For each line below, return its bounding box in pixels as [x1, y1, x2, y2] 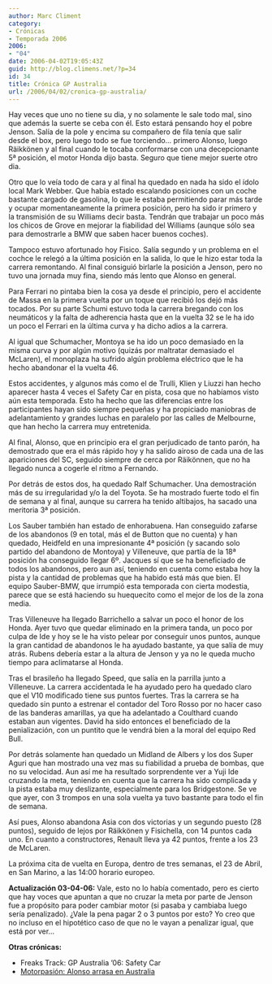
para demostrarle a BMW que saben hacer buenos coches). [8, 229, 209, 239]
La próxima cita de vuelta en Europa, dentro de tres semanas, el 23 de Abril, [8, 859, 263, 869]
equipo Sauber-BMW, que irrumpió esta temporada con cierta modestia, [8, 581, 250, 591]
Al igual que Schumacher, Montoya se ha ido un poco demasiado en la [8, 337, 244, 346]
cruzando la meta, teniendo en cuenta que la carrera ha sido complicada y [8, 776, 257, 786]
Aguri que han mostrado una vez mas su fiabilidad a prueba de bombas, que [8, 758, 265, 768]
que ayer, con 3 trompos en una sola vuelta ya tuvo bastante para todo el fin [8, 793, 264, 803]
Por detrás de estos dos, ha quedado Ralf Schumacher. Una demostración [8, 479, 257, 489]
